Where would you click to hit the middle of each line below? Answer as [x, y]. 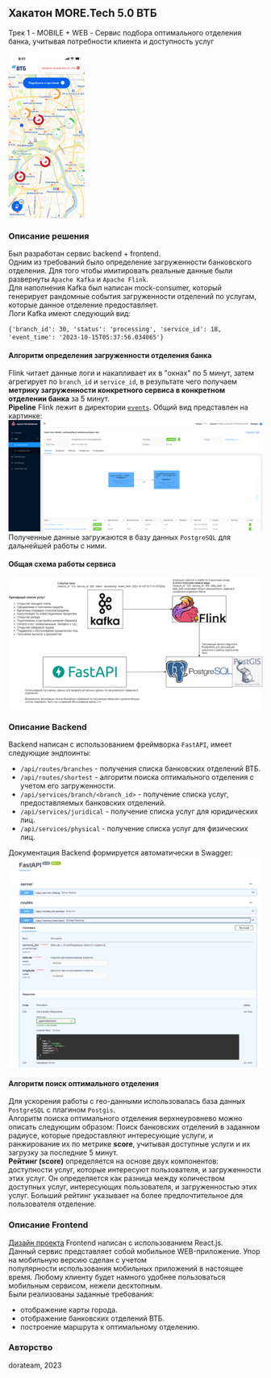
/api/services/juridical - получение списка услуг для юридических [139, 812]
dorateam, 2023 [35, 1365]
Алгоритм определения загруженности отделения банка [110, 355]
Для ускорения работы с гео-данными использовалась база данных [127, 1101]
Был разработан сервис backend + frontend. [85, 254]
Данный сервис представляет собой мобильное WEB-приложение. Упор [134, 1251]
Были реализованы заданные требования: [81, 1294]
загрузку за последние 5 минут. [63, 1153]
